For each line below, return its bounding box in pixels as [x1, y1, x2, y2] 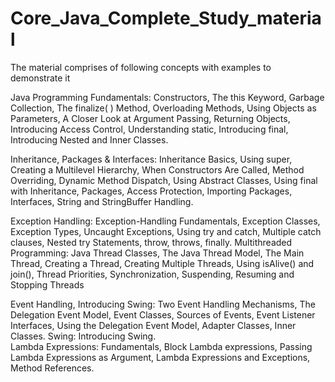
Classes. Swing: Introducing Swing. [10, 330, 157, 342]
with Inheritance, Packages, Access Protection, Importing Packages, [10, 185, 293, 197]
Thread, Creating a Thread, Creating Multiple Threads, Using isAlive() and [10, 257, 315, 269]
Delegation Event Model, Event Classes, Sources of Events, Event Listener [10, 308, 316, 321]
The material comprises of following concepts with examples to [10, 61, 272, 73]
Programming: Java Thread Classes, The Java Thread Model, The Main [10, 247, 305, 259]
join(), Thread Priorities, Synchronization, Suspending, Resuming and [10, 268, 295, 280]
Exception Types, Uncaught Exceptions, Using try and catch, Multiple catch [10, 225, 322, 237]
